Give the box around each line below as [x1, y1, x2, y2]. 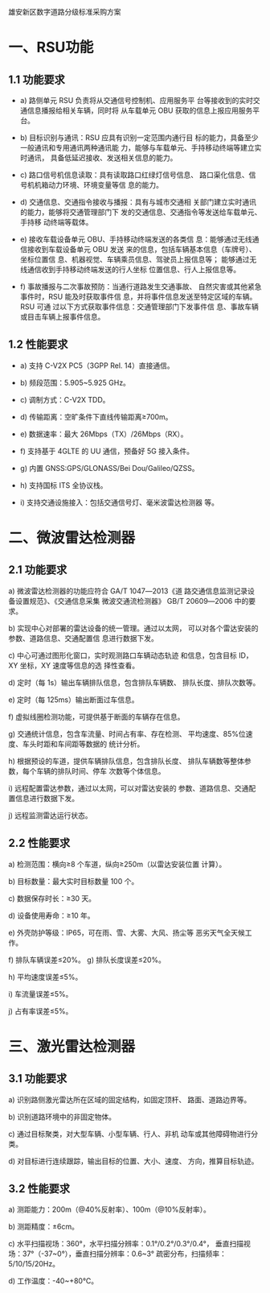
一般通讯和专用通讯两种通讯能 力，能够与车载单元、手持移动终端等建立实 [19, 143, 262, 152]
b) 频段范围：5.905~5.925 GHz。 [19, 378, 131, 387]
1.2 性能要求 [8, 337, 68, 352]
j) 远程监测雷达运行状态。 [8, 810, 92, 820]
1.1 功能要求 [8, 72, 66, 86]
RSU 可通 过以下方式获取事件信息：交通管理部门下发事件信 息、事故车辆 [19, 302, 260, 312]
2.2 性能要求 [8, 837, 71, 850]
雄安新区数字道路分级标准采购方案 [8, 7, 121, 16]
